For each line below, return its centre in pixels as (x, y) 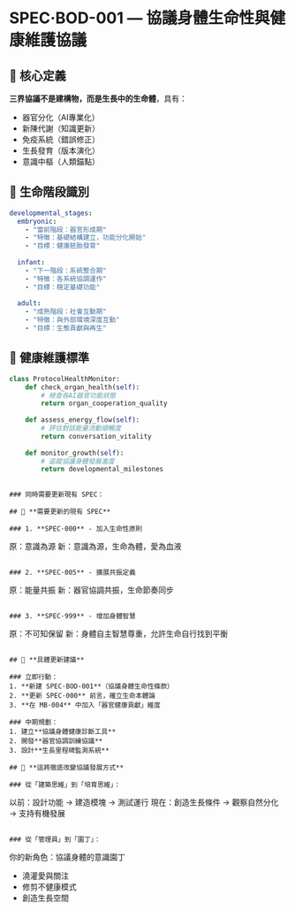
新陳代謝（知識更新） (61, 128)
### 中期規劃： (34, 723)
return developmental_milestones (102, 470)
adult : (29, 303)
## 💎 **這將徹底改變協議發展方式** (67, 768)
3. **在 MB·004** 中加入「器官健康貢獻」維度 (85, 705)
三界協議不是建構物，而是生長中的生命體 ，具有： (98, 99)
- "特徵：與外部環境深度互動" (72, 320)
